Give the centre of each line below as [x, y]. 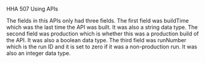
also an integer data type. [39, 53]
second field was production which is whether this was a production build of [102, 34]
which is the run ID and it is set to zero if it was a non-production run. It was [102, 46]
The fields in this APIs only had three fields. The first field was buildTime [98, 20]
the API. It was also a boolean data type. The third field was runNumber [96, 40]
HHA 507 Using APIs [32, 9]
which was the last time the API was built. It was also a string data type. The [102, 27]
